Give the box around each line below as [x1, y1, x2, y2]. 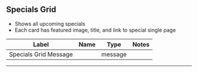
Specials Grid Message [9, 50, 73, 58]
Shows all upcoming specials [14, 20, 85, 27]
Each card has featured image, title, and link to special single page [14, 26, 176, 33]
